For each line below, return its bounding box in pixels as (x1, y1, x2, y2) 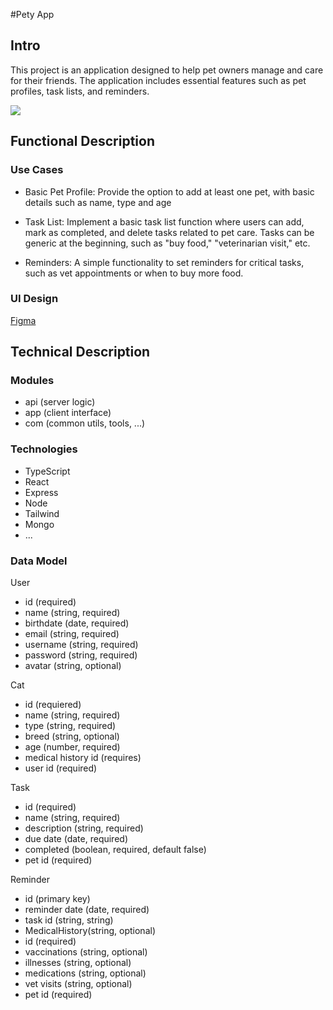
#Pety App (10, 9, 55, 20)
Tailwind (24, 507, 60, 519)
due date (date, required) (24, 833, 129, 845)
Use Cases (10, 163, 64, 177)
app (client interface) (24, 407, 112, 419)
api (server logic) (24, 396, 96, 408)
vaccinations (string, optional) (24, 946, 148, 958)
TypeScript (24, 465, 71, 477)
